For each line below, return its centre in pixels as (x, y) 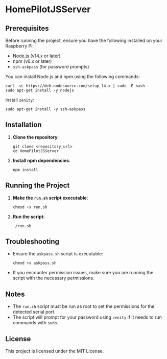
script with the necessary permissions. (53, 278)
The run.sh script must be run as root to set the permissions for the (83, 306)
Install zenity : (20, 100)
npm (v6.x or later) (32, 61)
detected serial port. (34, 312)
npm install (25, 170)
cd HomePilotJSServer (35, 151)
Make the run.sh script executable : (50, 198)
